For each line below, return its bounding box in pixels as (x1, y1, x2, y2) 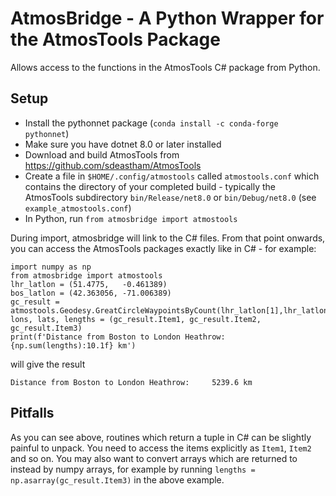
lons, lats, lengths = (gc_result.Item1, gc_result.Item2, (10, 314, 262, 324)
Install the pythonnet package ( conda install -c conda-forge (24, 117, 279, 129)
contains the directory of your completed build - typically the (24, 180, 276, 192)
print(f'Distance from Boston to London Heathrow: (10, 332, 226, 342)
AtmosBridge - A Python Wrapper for (10, 7, 325, 30)
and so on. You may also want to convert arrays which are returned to (10, 452, 298, 464)
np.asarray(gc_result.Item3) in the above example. (10, 473, 225, 486)
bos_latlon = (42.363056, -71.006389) (10, 288, 172, 298)
